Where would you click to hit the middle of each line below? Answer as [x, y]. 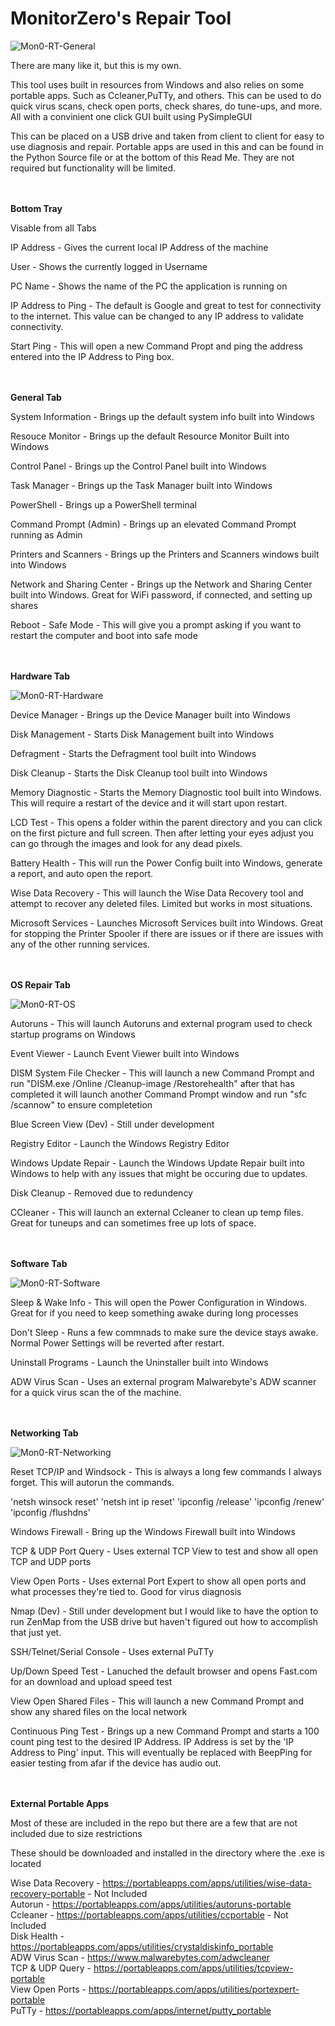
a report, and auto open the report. [82, 873]
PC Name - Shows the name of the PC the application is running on [149, 286]
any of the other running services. [80, 944]
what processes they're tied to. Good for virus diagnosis [126, 1591]
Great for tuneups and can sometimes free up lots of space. [133, 1223]
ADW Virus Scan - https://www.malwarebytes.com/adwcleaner [140, 1957]
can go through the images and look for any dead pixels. [126, 843]
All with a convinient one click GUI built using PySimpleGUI [131, 116]
